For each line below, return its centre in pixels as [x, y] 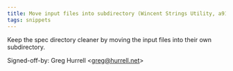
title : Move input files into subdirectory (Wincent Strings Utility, [111, 13]
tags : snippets [29, 20]
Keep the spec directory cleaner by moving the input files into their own [110, 39]
